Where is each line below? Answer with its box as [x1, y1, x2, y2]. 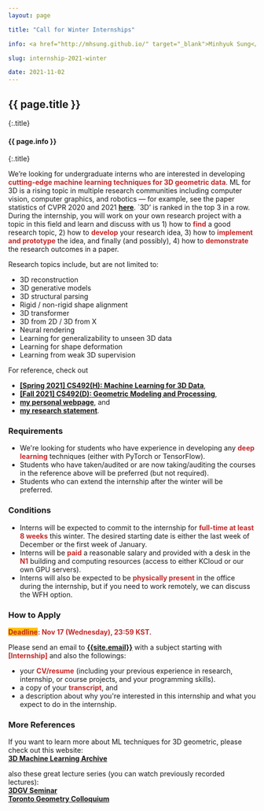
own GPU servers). [19, 565, 81, 574]
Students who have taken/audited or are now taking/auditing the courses [19, 460, 256, 469]
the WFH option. [19, 590, 73, 599]
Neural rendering [19, 325, 75, 335]
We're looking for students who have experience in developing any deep [19, 443, 255, 453]
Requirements [8, 426, 64, 437]
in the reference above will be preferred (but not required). [19, 468, 210, 478]
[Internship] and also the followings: [8, 651, 126, 661]
